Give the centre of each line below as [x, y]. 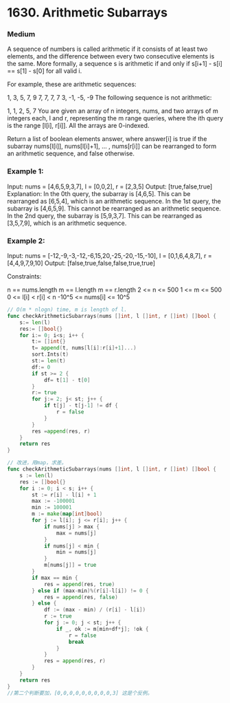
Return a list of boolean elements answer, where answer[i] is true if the [107, 139]
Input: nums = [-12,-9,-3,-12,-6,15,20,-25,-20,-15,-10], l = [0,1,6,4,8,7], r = [110, 256]
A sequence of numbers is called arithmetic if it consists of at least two [107, 49]
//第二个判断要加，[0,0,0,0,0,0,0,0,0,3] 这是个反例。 [80, 693]
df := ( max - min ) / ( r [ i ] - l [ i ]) [95, 610]
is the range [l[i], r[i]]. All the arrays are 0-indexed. [78, 126]
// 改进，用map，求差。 [37, 463]
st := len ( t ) [49, 361]
